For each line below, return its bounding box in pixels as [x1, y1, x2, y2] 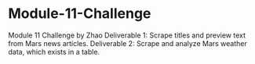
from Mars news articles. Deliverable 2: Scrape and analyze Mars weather [8, 38, 247, 48]
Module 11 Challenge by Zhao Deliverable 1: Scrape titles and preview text [8, 30, 246, 40]
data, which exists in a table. [8, 47, 100, 56]
